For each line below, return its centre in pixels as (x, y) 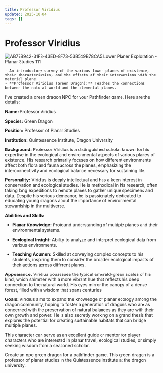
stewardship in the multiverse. (35, 206)
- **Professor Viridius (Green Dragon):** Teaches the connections (75, 84)
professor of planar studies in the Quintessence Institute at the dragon (76, 360)
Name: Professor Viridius (31, 112)
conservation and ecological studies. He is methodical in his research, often (81, 185)
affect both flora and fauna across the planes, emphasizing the (68, 165)
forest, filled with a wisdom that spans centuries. (54, 290)
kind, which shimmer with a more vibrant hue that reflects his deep (72, 279)
